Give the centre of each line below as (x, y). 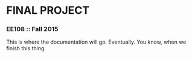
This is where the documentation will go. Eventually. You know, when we (96, 42)
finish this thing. (26, 48)
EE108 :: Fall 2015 (32, 29)
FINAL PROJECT (48, 10)
